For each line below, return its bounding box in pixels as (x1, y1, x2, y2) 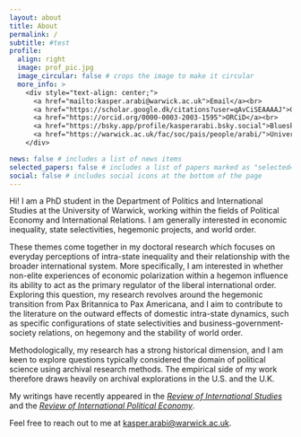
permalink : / (9, 30, 58, 39)
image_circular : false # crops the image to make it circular (17, 72, 254, 81)
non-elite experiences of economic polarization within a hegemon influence (9, 270, 288, 281)
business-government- (198, 318, 284, 328)
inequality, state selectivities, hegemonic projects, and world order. (9, 224, 257, 235)
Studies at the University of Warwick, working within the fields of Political (9, 205, 279, 216)
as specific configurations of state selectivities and (9, 318, 197, 328)
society (9, 328, 38, 338)
